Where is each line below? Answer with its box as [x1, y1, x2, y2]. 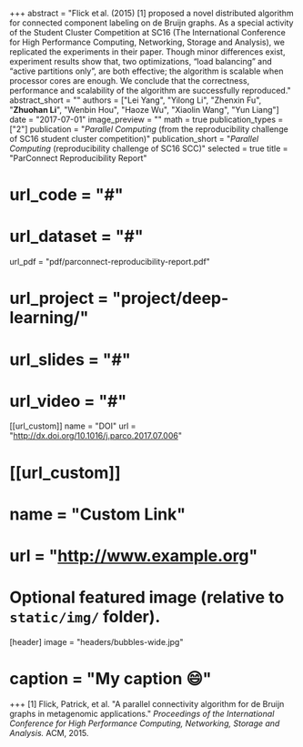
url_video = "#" [9, 390, 127, 411]
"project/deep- [112, 288, 229, 308]
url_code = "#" [9, 185, 125, 206]
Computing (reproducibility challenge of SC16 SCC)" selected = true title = [9, 143, 288, 154]
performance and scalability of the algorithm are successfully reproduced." [9, 86, 291, 96]
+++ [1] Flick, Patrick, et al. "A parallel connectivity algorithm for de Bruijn [9, 698, 285, 709]
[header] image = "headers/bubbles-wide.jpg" [9, 636, 184, 647]
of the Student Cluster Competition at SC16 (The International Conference [9, 27, 287, 37]
